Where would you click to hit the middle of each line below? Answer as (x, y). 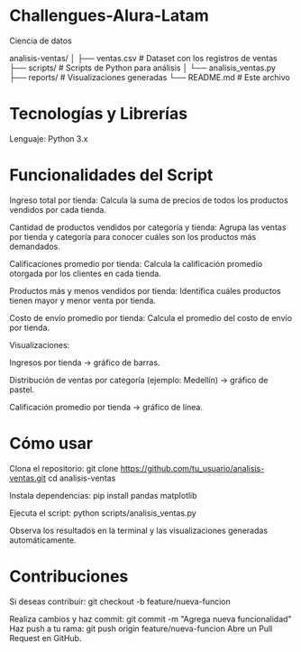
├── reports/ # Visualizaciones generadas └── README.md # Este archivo (150, 77)
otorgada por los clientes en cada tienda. (86, 273)
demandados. (35, 246)
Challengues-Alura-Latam (109, 16)
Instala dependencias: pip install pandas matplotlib (103, 495)
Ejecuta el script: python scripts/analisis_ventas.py (103, 513)
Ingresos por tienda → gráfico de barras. (85, 363)
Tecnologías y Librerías (98, 114)
